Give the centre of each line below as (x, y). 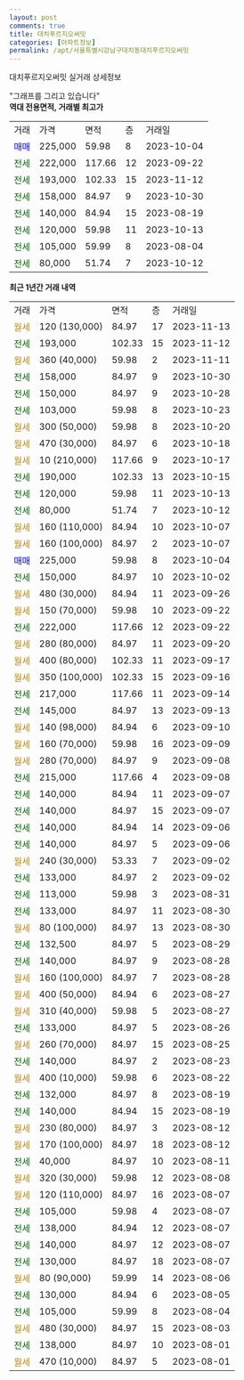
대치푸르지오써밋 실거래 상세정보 (65, 77)
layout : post (33, 17)
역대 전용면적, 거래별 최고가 (57, 107)
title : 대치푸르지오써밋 (48, 34)
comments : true (37, 26)
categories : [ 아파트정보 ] (53, 42)
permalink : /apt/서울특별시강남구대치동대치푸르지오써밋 (99, 51)
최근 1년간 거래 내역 (43, 288)
